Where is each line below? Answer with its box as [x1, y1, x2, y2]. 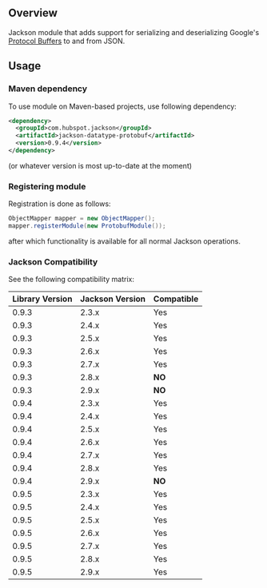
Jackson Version [79, 293, 146, 304]
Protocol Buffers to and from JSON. [8, 36, 126, 46]
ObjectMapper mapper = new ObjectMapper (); [8, 215, 156, 223]
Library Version [12, 293, 73, 304]
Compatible [153, 293, 199, 304]
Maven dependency [8, 83, 88, 94]
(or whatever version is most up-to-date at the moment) [8, 161, 193, 170]
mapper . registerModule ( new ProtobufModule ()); [8, 222, 166, 230]
